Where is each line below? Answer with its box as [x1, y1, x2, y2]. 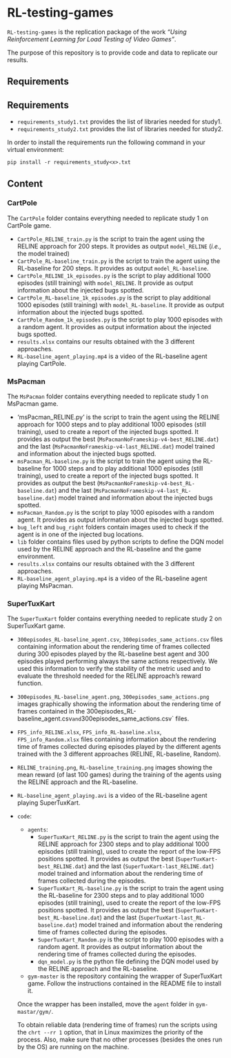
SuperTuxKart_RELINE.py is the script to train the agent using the [37, 833, 219, 841]
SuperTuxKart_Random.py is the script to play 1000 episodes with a [37, 935, 224, 943]
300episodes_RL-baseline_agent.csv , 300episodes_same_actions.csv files [17, 635, 223, 643]
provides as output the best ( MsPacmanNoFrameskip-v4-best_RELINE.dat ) [17, 435, 219, 443]
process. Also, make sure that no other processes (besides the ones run [17, 1035, 223, 1044]
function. [17, 679, 43, 687]
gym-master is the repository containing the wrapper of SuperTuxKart [27, 972, 223, 981]
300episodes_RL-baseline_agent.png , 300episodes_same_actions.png [17, 692, 210, 701]
